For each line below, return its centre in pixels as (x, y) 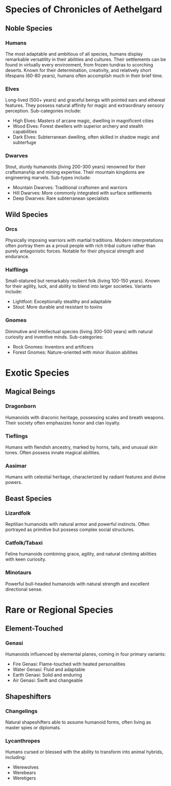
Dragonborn (21, 406)
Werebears (24, 773)
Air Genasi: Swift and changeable (48, 680)
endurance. (17, 257)
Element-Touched (34, 629)
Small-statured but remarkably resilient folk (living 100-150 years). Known (82, 281)
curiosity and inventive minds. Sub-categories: (54, 337)
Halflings (17, 270)
